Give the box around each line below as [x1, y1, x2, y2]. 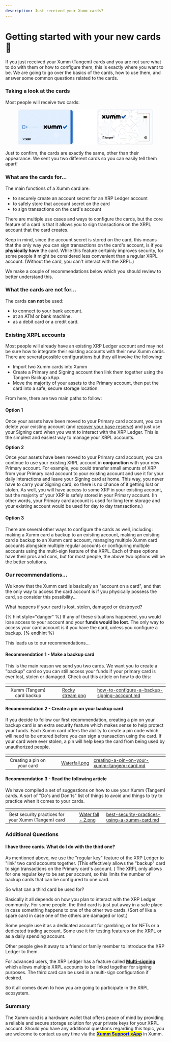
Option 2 [5, 444, 24, 451]
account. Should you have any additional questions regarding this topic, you [5, 1025, 164, 1031]
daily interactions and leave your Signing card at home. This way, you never [5, 476, 164, 482]
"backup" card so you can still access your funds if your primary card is [5, 668, 156, 675]
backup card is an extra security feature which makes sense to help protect [5, 722, 164, 728]
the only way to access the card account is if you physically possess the [5, 588, 157, 594]
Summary [5, 1003, 31, 1010]
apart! [5, 161, 18, 167]
